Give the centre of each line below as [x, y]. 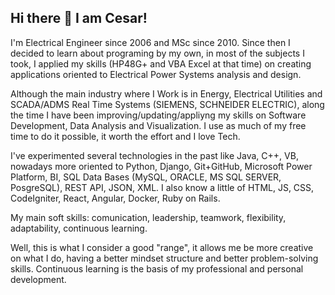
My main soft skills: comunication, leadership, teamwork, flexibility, [148, 217]
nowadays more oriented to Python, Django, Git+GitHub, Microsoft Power [161, 166]
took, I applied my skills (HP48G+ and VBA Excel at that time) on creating [161, 63]
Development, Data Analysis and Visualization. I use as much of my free [158, 125]
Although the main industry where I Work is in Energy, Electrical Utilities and [166, 93]
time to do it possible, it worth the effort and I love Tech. [125, 136]
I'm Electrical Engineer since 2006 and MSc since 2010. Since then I [150, 42]
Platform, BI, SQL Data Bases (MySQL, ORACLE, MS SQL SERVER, [146, 177]
